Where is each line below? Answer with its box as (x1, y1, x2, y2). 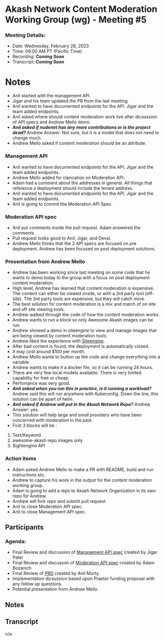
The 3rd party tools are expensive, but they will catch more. (24, 296, 146, 302)
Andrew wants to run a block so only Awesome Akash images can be (12, 317, 154, 323)
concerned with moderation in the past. (12, 417, 93, 423)
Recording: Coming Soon (12, 54, 64, 60)
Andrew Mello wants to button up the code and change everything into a (12, 354, 161, 360)
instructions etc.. (12, 472, 47, 478)
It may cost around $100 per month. (12, 349, 86, 355)
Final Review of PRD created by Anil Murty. (12, 570, 100, 576)
